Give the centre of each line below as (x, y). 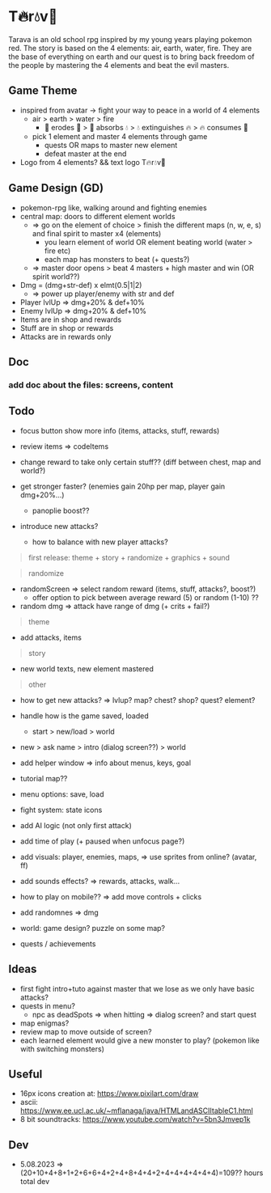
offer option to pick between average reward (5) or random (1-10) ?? (145, 597)
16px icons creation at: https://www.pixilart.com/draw (109, 1094)
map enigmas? (44, 1023)
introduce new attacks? (59, 526)
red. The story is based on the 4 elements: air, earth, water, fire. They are (130, 48)
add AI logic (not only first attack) (76, 825)
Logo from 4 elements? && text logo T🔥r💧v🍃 (93, 162)
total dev (35, 1182)
